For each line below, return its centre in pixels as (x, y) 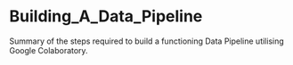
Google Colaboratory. (49, 50)
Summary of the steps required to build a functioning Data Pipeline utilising (147, 41)
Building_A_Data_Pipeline (106, 16)
